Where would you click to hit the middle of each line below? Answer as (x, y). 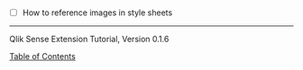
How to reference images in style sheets (97, 13)
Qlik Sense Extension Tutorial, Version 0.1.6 (89, 39)
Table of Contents (43, 57)
